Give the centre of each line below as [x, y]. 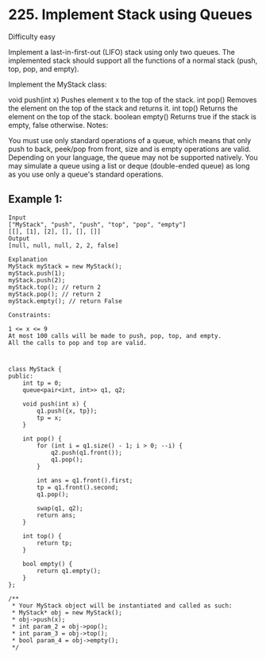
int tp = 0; [42, 383]
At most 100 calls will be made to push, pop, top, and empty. [115, 335]
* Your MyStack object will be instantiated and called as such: [122, 606]
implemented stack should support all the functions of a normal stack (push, [133, 60]
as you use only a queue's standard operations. [86, 174]
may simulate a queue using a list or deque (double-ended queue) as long [129, 165]
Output [19, 238]
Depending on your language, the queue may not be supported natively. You [133, 157]
